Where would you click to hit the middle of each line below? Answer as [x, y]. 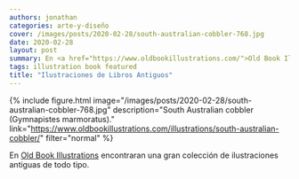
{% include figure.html [50, 100]
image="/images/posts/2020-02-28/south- [172, 100]
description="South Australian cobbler [183, 109]
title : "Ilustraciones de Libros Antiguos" [91, 75]
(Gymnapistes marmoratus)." [62, 119]
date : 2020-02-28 [41, 42]
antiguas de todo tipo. [49, 164]
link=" [20, 128]
